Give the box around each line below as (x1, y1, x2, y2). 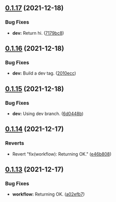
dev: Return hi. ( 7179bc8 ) (12, 30, 64, 36)
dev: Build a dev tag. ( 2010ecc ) (12, 70, 77, 76)
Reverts (5, 140, 25, 147)
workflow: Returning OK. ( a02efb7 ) (12, 191, 85, 197)
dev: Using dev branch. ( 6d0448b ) (12, 111, 84, 117)
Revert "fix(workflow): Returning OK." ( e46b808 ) (12, 151, 112, 157)
